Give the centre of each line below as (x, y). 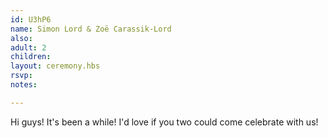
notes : (24, 85)
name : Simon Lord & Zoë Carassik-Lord (91, 29)
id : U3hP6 (31, 19)
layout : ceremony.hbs (55, 66)
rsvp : (21, 76)
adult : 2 (28, 47)
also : (21, 38)
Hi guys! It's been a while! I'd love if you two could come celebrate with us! (164, 122)
